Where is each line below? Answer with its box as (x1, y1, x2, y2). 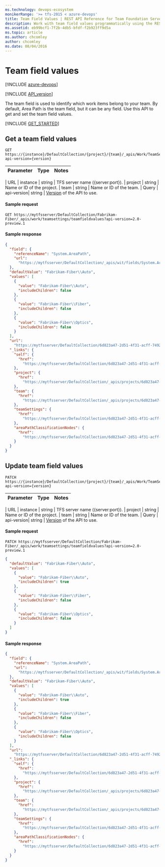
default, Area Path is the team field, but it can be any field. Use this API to (5, 105, 154, 111)
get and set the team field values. (5, 111, 73, 117)
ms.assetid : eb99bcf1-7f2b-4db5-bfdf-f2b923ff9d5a (5, 26, 111, 31)
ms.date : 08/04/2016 (5, 44, 48, 49)
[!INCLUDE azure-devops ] (5, 81, 58, 87)
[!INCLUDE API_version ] (5, 91, 53, 97)
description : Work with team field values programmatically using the (5, 21, 153, 26)
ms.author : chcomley (5, 35, 48, 40)
